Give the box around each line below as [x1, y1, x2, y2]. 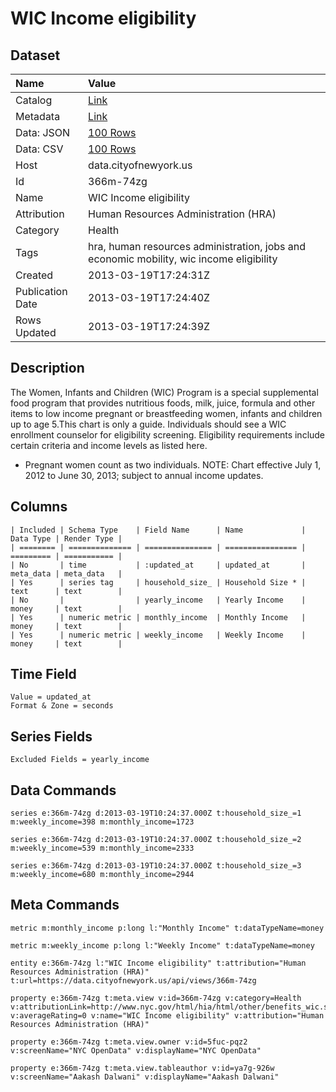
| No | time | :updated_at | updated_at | [10, 560, 307, 570]
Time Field [10, 666, 77, 683]
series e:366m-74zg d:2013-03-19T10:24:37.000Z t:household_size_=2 [10, 835, 302, 845]
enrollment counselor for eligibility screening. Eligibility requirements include [10, 428, 326, 441]
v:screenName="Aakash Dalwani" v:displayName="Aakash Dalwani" [10, 1072, 280, 1082]
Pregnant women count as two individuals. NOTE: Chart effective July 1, [24, 458, 322, 471]
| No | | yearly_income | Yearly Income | [10, 595, 307, 605]
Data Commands [10, 782, 117, 799]
